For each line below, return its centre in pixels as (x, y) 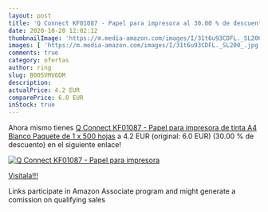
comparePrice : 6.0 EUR (46, 98)
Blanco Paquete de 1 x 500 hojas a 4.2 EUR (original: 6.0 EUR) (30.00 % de (131, 136)
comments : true (33, 53)
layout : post (30, 16)
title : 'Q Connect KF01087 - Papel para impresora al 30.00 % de (119, 23)
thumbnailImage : (35, 38)
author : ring (30, 68)
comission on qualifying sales (57, 200)
